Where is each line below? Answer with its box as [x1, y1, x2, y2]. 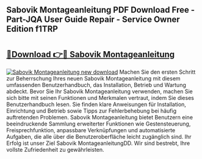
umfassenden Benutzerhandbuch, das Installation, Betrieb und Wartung [6, 82, 186, 88]
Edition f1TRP [6, 24, 58, 34]
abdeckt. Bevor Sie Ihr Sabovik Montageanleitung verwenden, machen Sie [6, 88, 193, 95]
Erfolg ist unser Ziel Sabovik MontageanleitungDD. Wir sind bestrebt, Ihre [6, 140, 190, 147]
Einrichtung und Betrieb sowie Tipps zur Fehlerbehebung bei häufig [6, 107, 177, 115]
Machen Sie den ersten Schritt [119, 68, 196, 76]
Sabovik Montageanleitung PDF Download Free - [6, 5, 195, 15]
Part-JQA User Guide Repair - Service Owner [6, 15, 180, 25]
